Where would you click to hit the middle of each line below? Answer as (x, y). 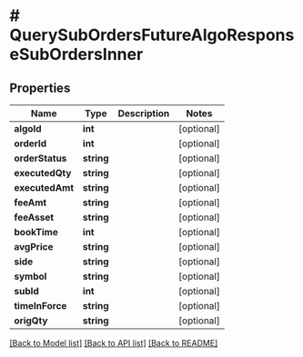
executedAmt (44, 188)
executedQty (43, 173)
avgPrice (34, 247)
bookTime (36, 232)
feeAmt (30, 203)
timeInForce (40, 306)
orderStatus (40, 158)
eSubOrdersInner (76, 55)
